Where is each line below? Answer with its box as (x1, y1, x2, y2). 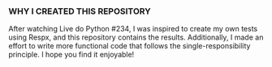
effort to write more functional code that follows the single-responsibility (8, 41, 251, 51)
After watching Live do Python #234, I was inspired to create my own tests (8, 24, 258, 34)
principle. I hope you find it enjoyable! (8, 50, 135, 60)
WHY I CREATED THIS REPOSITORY (8, 6, 152, 17)
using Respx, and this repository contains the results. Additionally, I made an (8, 32, 264, 42)
